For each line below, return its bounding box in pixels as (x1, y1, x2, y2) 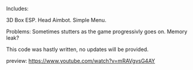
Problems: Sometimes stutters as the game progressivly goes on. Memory (6, 28, 188, 35)
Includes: (6, 5, 29, 12)
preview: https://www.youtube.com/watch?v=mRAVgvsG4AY (6, 58, 156, 64)
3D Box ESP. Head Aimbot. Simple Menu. (6, 17, 107, 23)
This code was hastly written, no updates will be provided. (6, 46, 149, 53)
